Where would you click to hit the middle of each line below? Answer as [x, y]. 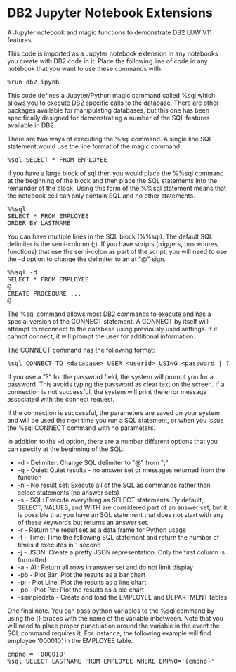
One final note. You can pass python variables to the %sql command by [111, 611]
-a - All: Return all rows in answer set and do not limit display [105, 567]
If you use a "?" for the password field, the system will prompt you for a [111, 376]
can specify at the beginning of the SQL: [66, 449]
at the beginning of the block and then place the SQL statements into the [112, 180]
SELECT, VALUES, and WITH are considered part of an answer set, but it [122, 507]
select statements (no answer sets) [68, 492]
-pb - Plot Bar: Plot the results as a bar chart [81, 574]
